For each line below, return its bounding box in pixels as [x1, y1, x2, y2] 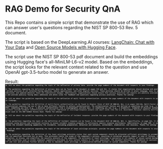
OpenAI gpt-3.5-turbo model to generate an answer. [5, 69, 109, 75]
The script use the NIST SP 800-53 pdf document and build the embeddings [5, 53, 158, 59]
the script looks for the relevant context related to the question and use [5, 64, 147, 70]
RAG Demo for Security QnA [5, 3, 121, 15]
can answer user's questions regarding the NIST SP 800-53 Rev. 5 [5, 24, 138, 30]
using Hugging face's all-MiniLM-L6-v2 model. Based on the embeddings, [5, 59, 154, 65]
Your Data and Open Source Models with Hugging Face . [5, 44, 117, 50]
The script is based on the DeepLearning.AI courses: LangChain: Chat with [5, 39, 155, 45]
